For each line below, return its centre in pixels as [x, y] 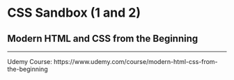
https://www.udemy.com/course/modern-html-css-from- [135, 62]
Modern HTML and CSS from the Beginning [103, 39]
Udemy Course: [30, 62]
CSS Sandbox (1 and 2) [74, 13]
